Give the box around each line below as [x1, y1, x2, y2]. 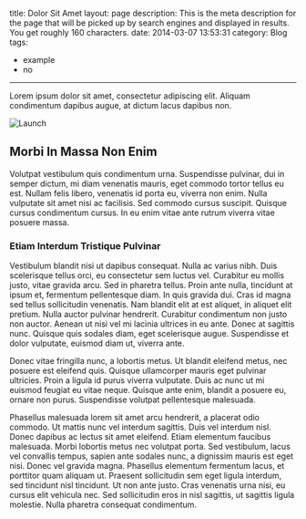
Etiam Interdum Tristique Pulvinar [9, 239, 161, 252]
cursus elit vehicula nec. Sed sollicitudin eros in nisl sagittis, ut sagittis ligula [9, 490, 295, 501]
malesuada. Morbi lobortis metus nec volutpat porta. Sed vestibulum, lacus [9, 441, 291, 452]
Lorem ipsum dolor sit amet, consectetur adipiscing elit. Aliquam [9, 90, 250, 101]
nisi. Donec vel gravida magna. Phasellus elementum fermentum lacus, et [9, 461, 285, 472]
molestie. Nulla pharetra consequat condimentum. [9, 499, 198, 510]
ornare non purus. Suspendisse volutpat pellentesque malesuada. [9, 394, 257, 405]
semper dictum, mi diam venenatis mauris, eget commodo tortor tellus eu [9, 178, 285, 189]
